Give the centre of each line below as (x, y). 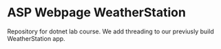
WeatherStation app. (36, 38)
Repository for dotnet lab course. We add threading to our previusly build (111, 31)
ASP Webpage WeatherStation (96, 13)
